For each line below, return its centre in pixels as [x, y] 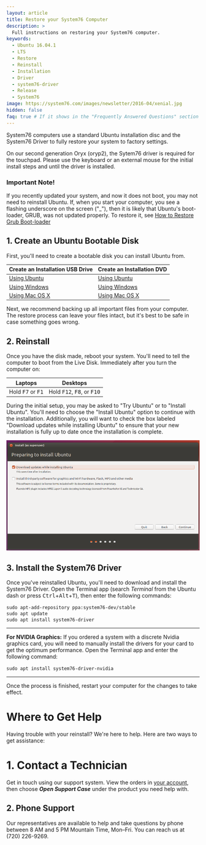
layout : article [27, 13]
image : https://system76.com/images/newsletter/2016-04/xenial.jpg [94, 104]
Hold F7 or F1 [26, 392]
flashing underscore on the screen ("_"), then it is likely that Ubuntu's [93, 208]
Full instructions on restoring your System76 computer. [86, 33]
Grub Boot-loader [29, 222]
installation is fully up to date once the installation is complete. [85, 431]
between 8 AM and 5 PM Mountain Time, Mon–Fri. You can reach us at [96, 830]
